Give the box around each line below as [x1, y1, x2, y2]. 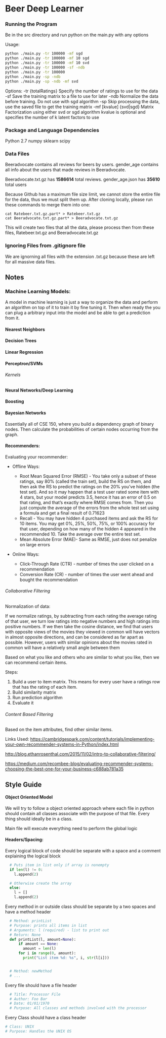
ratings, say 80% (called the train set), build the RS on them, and [19, 478, 152, 484]
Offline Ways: [12, 463, 40, 469]
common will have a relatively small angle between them [5, 645, 120, 650]
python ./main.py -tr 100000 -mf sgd [5, 51, 83, 56]
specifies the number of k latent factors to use [5, 114, 99, 120]
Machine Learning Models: [5, 288, 71, 295]
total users [5, 182, 27, 188]
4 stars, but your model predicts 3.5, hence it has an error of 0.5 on [19, 494, 157, 500]
